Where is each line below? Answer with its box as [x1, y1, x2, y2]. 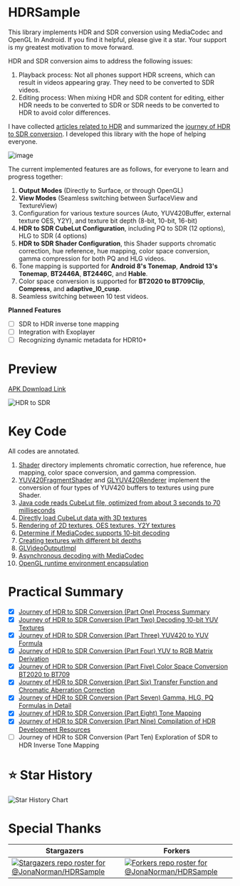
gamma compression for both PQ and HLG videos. [18, 254, 167, 263]
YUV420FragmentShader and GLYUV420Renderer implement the [18, 476, 211, 484]
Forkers [163, 846, 191, 856]
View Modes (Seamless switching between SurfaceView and [18, 194, 198, 202]
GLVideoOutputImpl [18, 544, 77, 552]
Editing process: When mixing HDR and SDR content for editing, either [18, 93, 225, 102]
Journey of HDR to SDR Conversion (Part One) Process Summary [18, 607, 210, 616]
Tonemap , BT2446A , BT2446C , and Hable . [18, 269, 148, 278]
